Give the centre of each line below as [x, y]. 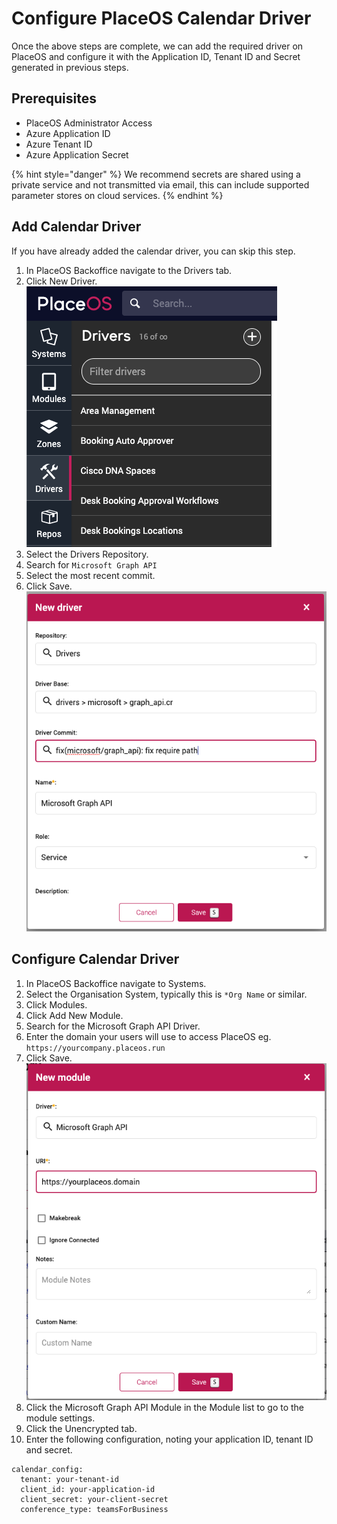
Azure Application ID [68, 133]
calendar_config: [47, 1470]
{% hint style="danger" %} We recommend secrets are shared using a [156, 174]
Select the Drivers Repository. [87, 554]
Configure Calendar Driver [95, 959]
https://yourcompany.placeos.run [95, 1048]
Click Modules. [56, 1004]
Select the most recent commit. [90, 575]
